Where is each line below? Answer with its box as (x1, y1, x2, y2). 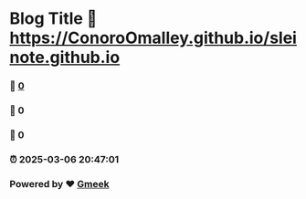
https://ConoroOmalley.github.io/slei (9, 27, 297, 48)
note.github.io (9, 47, 121, 68)
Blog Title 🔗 (9, 8, 98, 29)
